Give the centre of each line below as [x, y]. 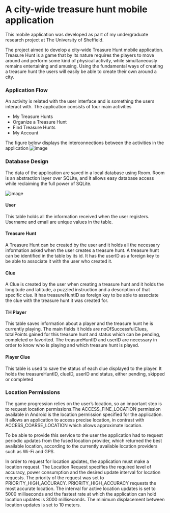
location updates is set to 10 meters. [43, 505]
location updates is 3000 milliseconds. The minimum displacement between [85, 499]
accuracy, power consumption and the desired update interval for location [83, 472]
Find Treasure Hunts [34, 127]
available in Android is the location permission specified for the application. [84, 414]
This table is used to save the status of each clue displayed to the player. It [83, 368]
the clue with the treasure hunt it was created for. [57, 300]
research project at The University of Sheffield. [54, 40]
